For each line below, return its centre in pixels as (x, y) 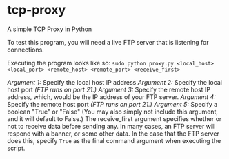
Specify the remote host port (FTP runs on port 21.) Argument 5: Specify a (112, 104)
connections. (26, 50)
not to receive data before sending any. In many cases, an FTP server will (111, 126)
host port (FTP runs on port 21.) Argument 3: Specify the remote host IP (109, 89)
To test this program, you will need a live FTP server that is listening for (108, 42)
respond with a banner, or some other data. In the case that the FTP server (113, 134)
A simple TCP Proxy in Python (50, 29)
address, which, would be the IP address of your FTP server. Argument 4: (111, 97)
